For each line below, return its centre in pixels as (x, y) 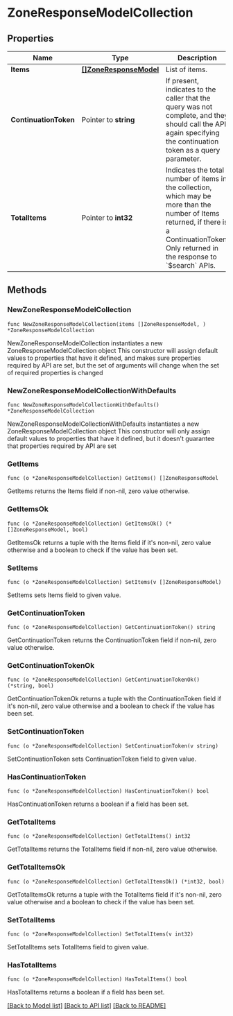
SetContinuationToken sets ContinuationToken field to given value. (102, 759)
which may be (188, 196)
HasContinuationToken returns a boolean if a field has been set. (98, 804)
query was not (189, 107)
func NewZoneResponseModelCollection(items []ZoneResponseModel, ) (107, 324)
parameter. (183, 159)
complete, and (189, 115)
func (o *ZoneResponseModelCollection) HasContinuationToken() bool (108, 791)
